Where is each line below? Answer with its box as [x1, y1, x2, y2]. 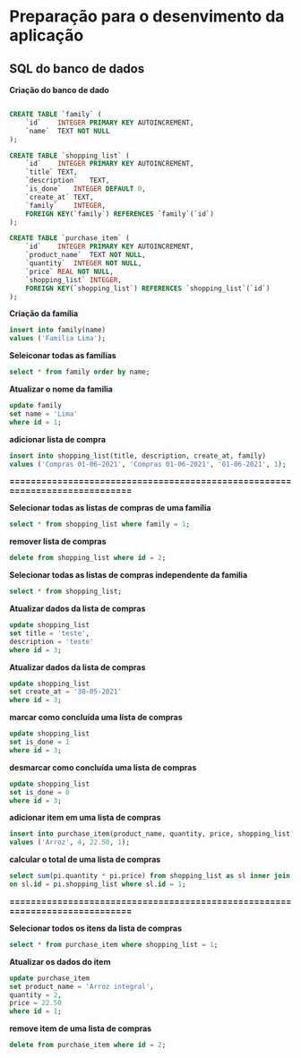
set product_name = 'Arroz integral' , [9, 982, 154, 991]
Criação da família [9, 308, 79, 319]
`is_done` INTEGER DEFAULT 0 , [25, 185, 146, 194]
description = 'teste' [9, 637, 94, 646]
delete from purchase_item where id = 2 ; [9, 1041, 167, 1050]
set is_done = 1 [9, 737, 70, 746]
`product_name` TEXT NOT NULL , [25, 251, 146, 260]
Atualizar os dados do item [9, 956, 111, 967]
